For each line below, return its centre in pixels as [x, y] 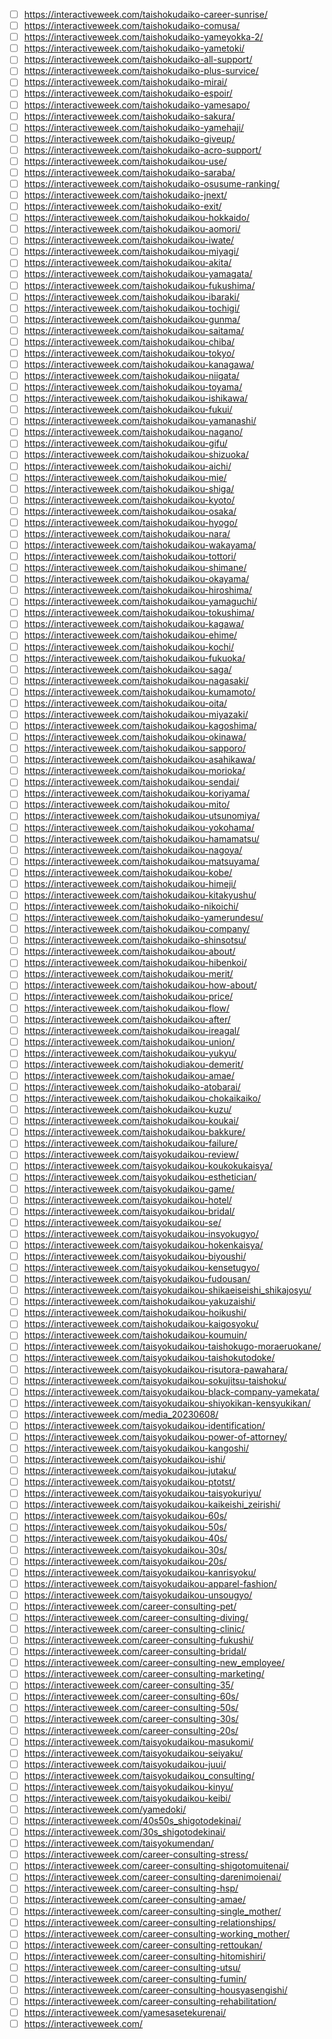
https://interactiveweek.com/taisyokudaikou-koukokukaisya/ [148, 1166]
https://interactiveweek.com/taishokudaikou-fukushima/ [139, 285]
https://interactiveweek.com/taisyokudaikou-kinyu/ [128, 1786]
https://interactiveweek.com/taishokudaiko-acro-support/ [142, 150]
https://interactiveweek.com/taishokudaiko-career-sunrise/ [145, 14]
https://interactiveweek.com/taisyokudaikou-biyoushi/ [135, 1256]
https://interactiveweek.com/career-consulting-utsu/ [132, 1967]
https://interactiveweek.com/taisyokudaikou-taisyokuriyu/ [142, 1493]
